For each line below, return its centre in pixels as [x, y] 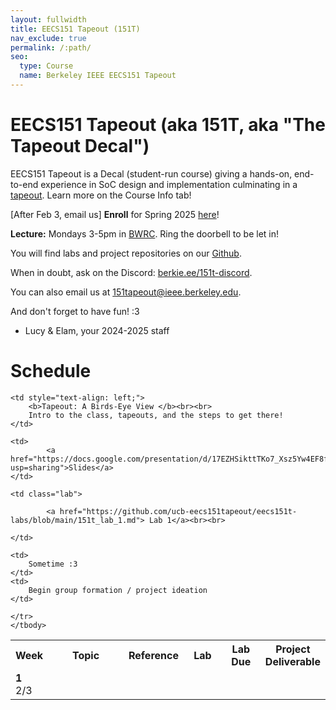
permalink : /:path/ [51, 47]
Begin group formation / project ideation [118, 590]
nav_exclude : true [48, 38]
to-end [24, 184]
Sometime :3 [53, 564]
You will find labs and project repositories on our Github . [126, 253]
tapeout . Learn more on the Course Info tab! [101, 195]
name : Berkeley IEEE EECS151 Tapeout [98, 76]
